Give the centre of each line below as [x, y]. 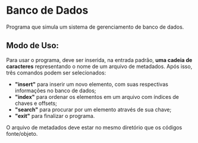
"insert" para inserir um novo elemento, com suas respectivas [91, 84]
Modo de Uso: [33, 46]
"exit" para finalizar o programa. [55, 116]
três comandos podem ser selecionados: [56, 73]
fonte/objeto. [22, 133]
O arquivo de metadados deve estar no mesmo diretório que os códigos [94, 127]
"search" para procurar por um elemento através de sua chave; [93, 109]
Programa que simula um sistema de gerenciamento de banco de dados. [95, 27]
